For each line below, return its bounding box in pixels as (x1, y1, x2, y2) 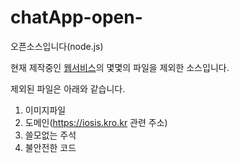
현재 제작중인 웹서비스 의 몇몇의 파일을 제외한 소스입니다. (10, 61, 230, 73)
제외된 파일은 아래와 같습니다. (10, 82, 126, 95)
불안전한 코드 (24, 141, 77, 153)
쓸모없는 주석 (24, 129, 77, 141)
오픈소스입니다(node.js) (10, 40, 104, 52)
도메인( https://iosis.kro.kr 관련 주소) (24, 116, 168, 128)
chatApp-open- (10, 6, 143, 29)
